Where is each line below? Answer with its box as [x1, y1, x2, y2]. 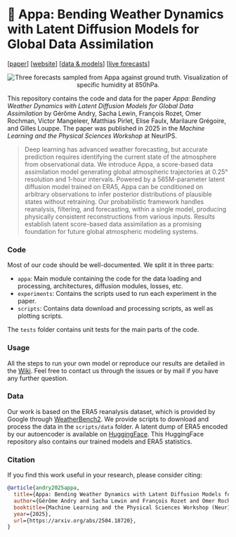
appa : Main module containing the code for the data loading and [17, 274, 202, 283]
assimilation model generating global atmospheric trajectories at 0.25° [24, 167, 228, 176]
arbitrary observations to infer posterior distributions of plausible [24, 190, 212, 198]
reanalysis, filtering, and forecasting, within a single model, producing [24, 205, 227, 213]
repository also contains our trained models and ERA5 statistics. [7, 437, 192, 446]
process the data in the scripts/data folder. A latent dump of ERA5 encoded [7, 422, 228, 431]
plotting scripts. [17, 312, 63, 321]
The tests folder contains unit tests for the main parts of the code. [7, 325, 199, 334]
